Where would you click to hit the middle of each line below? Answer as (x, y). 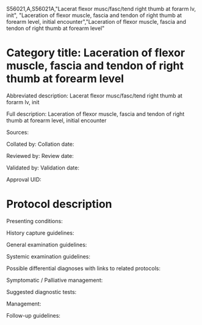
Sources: (18, 132)
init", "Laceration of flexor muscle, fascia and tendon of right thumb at (94, 15)
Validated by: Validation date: (43, 168)
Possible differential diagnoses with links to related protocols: (83, 268)
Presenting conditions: (34, 221)
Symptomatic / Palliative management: (55, 280)
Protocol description (59, 204)
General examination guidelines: (47, 245)
